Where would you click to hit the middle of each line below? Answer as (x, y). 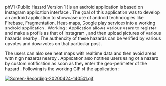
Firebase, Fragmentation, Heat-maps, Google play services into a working (80, 23)
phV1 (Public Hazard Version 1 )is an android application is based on (74, 7)
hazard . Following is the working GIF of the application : (62, 69)
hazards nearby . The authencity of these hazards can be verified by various (83, 38)
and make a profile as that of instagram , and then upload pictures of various (83, 33)
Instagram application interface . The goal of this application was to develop (83, 12)
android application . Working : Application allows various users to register (81, 28)
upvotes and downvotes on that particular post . (54, 43)
